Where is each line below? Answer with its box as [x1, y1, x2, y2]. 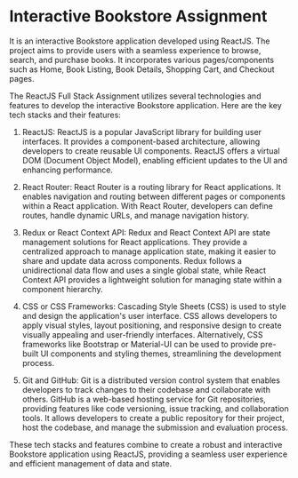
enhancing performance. [21, 164, 114, 175]
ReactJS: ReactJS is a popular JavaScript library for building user [21, 126, 262, 137]
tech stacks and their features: [9, 109, 122, 120]
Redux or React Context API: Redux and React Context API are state [21, 227, 271, 237]
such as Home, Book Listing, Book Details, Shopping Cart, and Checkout [9, 64, 275, 75]
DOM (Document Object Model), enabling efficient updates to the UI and [21, 155, 287, 165]
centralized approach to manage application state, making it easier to [21, 246, 277, 257]
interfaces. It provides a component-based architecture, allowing [21, 136, 261, 147]
